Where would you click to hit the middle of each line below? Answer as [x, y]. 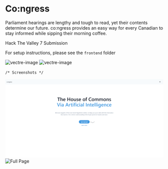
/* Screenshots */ [24, 72]
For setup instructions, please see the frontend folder [60, 53]
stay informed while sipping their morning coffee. [56, 33]
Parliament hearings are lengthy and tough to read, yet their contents [76, 23]
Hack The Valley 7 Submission [36, 43]
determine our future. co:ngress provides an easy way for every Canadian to [84, 28]
